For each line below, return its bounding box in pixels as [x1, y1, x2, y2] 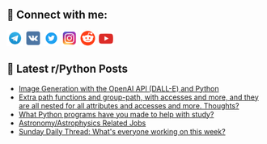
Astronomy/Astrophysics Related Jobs [18, 118, 146, 128]
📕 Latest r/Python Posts [6, 62, 129, 76]
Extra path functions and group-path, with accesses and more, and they [18, 92, 259, 102]
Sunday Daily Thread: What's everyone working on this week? [18, 126, 227, 136]
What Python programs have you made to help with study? [18, 109, 214, 119]
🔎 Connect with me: [6, 8, 108, 22]
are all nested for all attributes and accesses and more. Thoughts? [18, 100, 239, 110]
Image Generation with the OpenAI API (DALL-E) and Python [18, 83, 219, 93]
